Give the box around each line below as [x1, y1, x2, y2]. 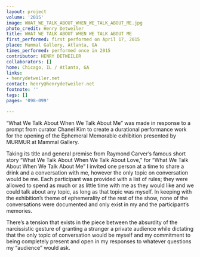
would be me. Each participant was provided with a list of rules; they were [6, 175, 188, 182]
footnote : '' [6, 87, 39, 93]
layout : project [6, 8, 47, 15]
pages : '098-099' [6, 97, 50, 103]
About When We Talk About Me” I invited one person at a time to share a [6, 163, 184, 170]
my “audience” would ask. [6, 244, 70, 251]
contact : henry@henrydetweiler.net [6, 81, 95, 87]
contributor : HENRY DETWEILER [6, 53, 82, 59]
